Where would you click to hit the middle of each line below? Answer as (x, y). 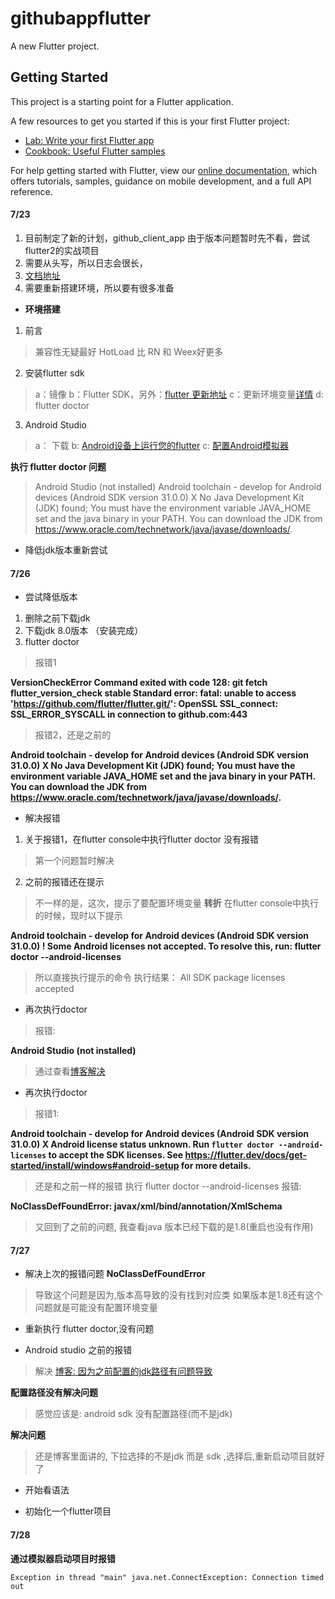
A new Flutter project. (55, 46)
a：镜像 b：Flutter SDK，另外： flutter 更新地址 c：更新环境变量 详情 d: (179, 394)
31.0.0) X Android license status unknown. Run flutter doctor (142, 1144)
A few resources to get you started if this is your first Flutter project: (150, 121)
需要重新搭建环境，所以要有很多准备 (99, 288)
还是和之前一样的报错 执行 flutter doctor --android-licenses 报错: (168, 1186)
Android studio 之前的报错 (78, 1350)
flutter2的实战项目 (62, 250)
